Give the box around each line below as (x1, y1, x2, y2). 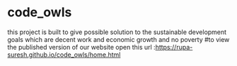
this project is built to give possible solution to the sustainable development (7, 28, 227, 36)
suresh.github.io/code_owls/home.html (7, 50, 121, 59)
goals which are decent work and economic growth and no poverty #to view (7, 35, 230, 43)
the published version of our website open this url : (7, 43, 156, 51)
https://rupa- (155, 43, 193, 51)
